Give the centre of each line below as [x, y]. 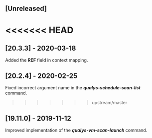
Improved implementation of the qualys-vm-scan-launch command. [76, 130]
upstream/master [110, 103]
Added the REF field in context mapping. [47, 60]
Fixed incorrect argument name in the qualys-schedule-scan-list [73, 88]
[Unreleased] [26, 9]
